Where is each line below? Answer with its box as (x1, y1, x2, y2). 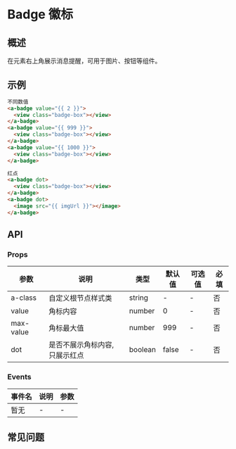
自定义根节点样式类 (48, 293, 112, 303)
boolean (129, 345, 157, 355)
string (129, 293, 149, 303)
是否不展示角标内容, (48, 340, 114, 350)
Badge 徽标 (7, 6, 74, 23)
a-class (11, 293, 37, 303)
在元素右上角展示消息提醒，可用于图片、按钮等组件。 (7, 57, 162, 65)
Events (7, 372, 32, 382)
